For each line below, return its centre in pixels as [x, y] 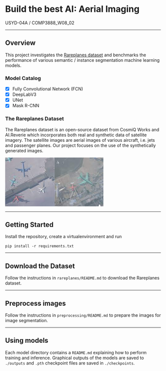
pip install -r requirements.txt [40, 246]
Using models [27, 341]
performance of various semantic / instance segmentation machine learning [82, 60]
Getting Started [29, 225]
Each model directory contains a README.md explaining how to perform [76, 352]
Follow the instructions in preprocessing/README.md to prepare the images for [83, 315]
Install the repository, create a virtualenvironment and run [63, 237]
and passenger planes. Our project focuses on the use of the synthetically [81, 145]
